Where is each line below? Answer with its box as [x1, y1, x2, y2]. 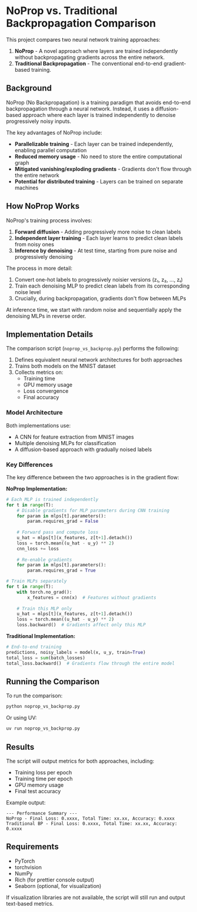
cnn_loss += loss [16, 546, 59, 552]
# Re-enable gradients [16, 557, 72, 563]
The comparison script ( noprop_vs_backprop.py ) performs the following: [6, 345, 179, 352]
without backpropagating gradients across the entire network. [14, 54, 165, 61]
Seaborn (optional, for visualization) [14, 882, 102, 889]
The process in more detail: [6, 265, 72, 272]
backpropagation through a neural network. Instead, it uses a [6, 105, 154, 112]
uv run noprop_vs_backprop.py [6, 726, 81, 731]
